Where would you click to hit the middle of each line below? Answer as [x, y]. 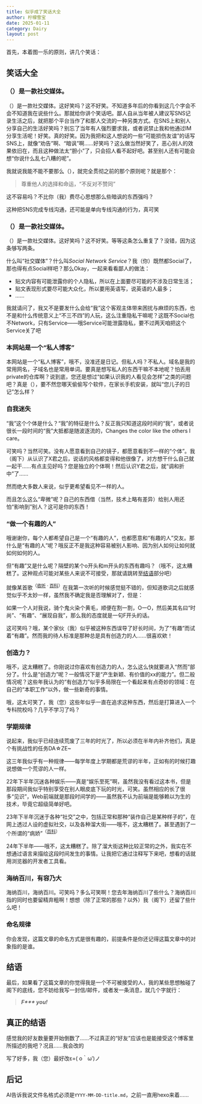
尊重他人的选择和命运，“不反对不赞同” [68, 183]
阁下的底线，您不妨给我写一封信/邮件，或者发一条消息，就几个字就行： [94, 990]
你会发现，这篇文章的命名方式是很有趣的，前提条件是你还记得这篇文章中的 [98, 939]
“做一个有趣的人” [31, 524]
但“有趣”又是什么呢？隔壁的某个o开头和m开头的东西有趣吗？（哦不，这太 [97, 566]
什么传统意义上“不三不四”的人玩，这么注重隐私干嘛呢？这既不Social [106, 316]
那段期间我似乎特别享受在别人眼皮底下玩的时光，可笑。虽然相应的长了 [93, 789]
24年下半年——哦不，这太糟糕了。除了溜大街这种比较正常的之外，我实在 [96, 846]
